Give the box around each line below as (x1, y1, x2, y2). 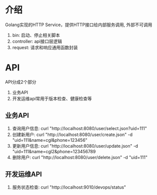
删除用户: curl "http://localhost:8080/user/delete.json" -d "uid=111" (12, 154, 148, 160)
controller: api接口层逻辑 (12, 38, 63, 44)
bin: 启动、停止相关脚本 (12, 32, 61, 38)
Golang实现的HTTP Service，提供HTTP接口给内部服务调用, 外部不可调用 (5, 22, 153, 28)
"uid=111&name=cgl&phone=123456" (12, 137, 88, 143)
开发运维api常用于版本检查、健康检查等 (12, 96, 92, 101)
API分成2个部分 (5, 79, 36, 85)
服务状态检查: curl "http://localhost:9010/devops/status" (12, 184, 126, 190)
